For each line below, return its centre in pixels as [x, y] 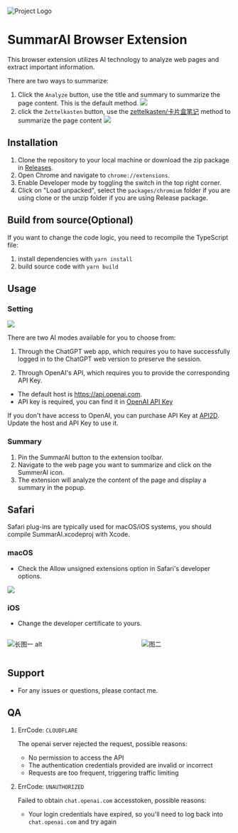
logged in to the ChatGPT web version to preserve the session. [110, 359]
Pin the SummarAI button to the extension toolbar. [90, 457]
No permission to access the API [76, 758]
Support [26, 673]
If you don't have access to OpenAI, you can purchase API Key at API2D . [113, 416]
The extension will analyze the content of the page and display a [112, 480]
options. [29, 576]
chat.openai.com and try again [72, 822]
